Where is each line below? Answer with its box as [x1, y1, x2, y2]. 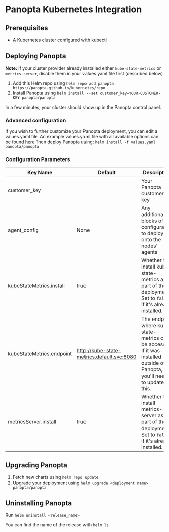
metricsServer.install [8, 418, 57, 425]
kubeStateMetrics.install [8, 282, 65, 289]
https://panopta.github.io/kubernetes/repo [12, 85, 106, 90]
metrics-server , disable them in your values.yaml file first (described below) [5, 70, 163, 76]
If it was [141, 347, 160, 354]
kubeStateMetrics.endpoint [8, 350, 72, 357]
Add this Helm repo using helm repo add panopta [12, 80, 114, 86]
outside [141, 360, 159, 367]
